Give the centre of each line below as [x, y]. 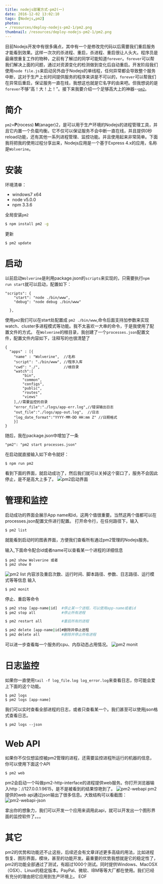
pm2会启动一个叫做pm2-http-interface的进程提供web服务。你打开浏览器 [78, 783]
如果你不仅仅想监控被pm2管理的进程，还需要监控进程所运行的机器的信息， [80, 758]
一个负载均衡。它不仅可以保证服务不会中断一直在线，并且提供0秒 [87, 131]
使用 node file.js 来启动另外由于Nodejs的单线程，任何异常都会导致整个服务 [81, 71]
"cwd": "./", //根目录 [46, 367]
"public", [32, 388]
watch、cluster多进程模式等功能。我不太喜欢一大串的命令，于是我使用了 [77, 326]
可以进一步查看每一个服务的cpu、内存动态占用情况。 [58, 644]
